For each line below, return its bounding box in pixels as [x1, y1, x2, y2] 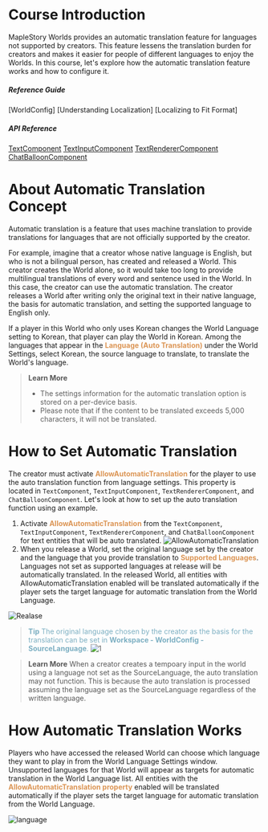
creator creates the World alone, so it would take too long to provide [8, 265, 233, 275]
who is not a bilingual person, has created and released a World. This [8, 256, 237, 266]
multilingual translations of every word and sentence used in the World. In [8, 273, 252, 283]
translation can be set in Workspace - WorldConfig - [27, 634, 205, 644]
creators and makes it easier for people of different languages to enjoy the [8, 49, 254, 59]
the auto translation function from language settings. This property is [8, 477, 237, 487]
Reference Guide [8, 84, 66, 94]
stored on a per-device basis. [39, 397, 138, 406]
